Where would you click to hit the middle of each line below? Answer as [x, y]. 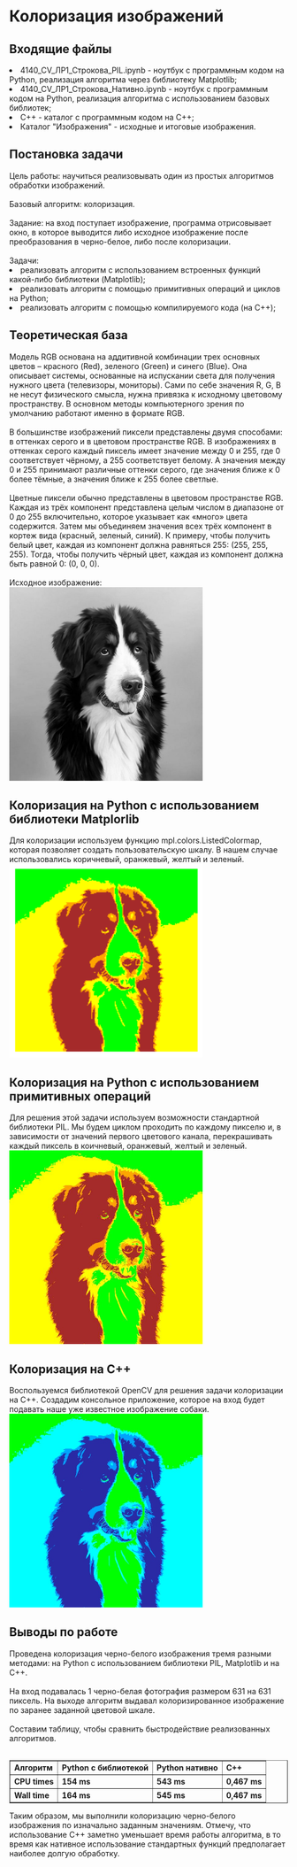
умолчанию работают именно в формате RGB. [97, 413]
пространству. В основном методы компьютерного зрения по [127, 404]
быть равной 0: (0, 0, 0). [54, 563]
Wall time [32, 1795]
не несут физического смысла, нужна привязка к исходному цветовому [146, 394]
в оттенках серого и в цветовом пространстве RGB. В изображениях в [143, 441]
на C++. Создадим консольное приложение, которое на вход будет [137, 1400]
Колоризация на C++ [70, 1369]
